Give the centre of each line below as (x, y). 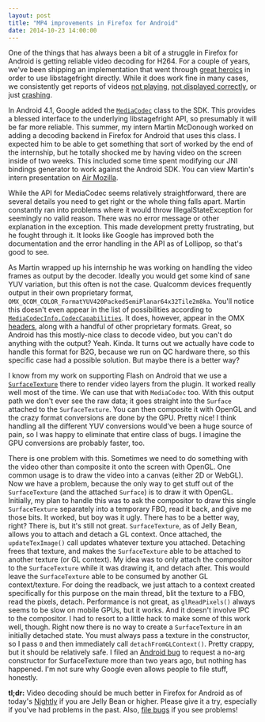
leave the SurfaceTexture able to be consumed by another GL (108, 577)
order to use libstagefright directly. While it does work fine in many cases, (129, 78)
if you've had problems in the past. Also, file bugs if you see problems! (123, 710)
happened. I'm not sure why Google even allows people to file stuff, (118, 669)
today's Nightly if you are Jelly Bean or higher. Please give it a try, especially (132, 701)
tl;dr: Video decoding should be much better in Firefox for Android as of (125, 693)
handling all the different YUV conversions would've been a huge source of (131, 426)
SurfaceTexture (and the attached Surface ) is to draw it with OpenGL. (121, 492)
